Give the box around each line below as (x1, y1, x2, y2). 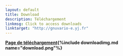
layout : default (5, 7, 39, 12)
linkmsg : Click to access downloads (5, 21, 82, 26)
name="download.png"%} (5, 45, 63, 51)
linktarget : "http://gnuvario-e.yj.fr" (5, 26, 89, 31)
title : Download (5, 12, 39, 17)
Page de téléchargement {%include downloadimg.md (5, 39, 118, 45)
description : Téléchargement (5, 16, 66, 21)
